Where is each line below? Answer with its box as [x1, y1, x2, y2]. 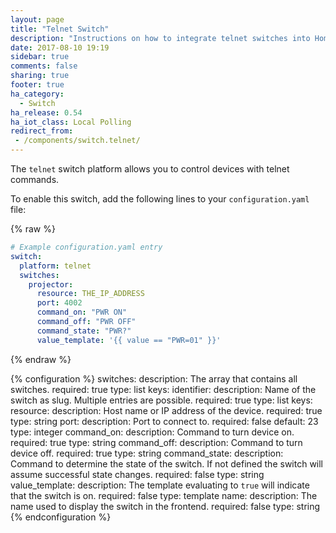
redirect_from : [10, 126, 74, 136]
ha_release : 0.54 [10, 107, 83, 118]
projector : [28, 279, 74, 290]
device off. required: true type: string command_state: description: [10, 447, 284, 459]
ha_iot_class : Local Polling [10, 117, 132, 127]
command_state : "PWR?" [36, 326, 132, 336]
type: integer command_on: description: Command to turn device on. [10, 426, 295, 438]
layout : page [10, 14, 65, 25]
